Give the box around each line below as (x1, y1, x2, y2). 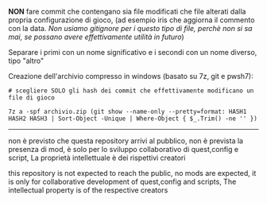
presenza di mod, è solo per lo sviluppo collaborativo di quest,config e (8, 145, 239, 154)
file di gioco (8, 94, 56, 102)
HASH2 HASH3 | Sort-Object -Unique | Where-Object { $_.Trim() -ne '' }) (8, 115, 258, 123)
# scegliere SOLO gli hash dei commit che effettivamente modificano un (8, 87, 254, 95)
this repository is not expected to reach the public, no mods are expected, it (8, 169, 257, 178)
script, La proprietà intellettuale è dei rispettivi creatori (8, 153, 186, 162)
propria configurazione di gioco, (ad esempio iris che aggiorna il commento (8, 15, 255, 25)
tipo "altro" (8, 56, 44, 65)
